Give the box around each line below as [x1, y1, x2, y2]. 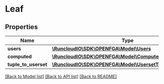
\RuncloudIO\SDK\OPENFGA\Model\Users [52, 45, 151, 52]
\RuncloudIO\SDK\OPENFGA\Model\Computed [52, 53, 162, 60]
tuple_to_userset [7, 61, 47, 67]
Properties [5, 23, 38, 31]
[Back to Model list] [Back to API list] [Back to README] [5, 74, 117, 79]
